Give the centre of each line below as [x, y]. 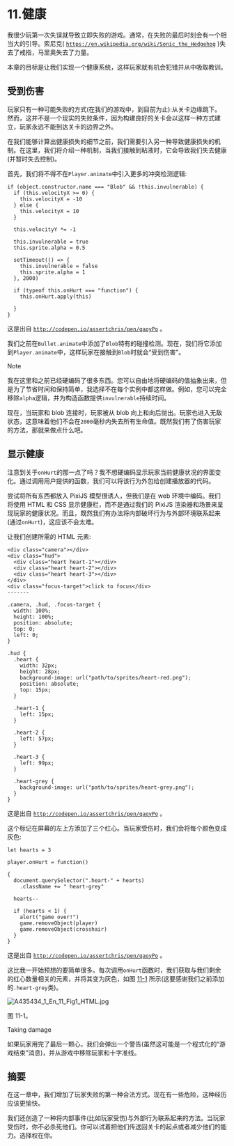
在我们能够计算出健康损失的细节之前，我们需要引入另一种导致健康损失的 [111, 141]
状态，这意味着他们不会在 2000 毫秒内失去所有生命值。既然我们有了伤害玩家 [114, 421]
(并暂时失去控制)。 [34, 159]
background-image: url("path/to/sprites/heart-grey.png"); [107, 787]
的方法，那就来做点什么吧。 [47, 430]
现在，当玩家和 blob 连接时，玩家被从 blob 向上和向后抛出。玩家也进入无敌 [115, 412]
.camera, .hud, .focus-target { [54, 604]
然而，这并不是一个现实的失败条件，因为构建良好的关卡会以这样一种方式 [111, 118]
